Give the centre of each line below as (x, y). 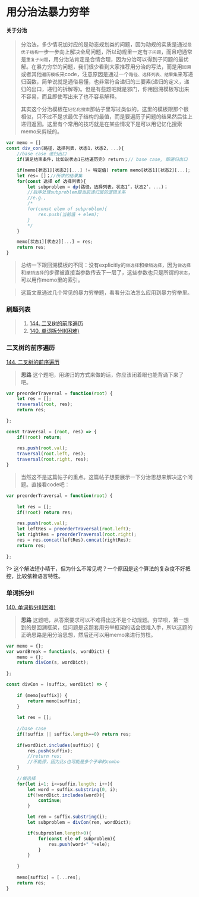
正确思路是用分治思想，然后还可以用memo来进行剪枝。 (88, 635)
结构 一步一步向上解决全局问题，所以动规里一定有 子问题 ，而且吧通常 (111, 52)
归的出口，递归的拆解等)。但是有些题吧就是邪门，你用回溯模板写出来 (105, 89)
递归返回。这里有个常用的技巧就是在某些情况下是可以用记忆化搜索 (101, 124)
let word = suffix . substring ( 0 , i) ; (73, 789)
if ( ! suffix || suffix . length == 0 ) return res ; (74, 734)
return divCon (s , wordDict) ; (53, 662)
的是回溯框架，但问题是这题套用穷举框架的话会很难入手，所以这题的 (109, 627)
